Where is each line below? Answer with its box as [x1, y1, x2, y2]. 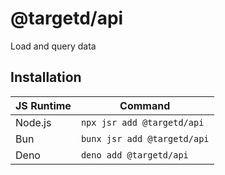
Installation [10, 69, 82, 86]
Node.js [15, 115, 52, 129]
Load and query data [10, 40, 97, 52]
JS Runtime [15, 98, 72, 112]
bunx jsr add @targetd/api [80, 133, 210, 144]
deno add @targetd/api [80, 149, 189, 161]
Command [119, 98, 171, 112]
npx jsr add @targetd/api [80, 117, 205, 128]
